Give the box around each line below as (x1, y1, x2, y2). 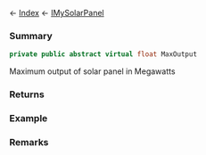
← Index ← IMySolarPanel (9, 8, 104, 18)
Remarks (9, 135, 49, 148)
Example (9, 112, 48, 125)
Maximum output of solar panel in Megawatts (9, 66, 176, 77)
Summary (9, 29, 54, 42)
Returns (9, 88, 45, 101)
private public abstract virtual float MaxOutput (9, 50, 198, 59)
